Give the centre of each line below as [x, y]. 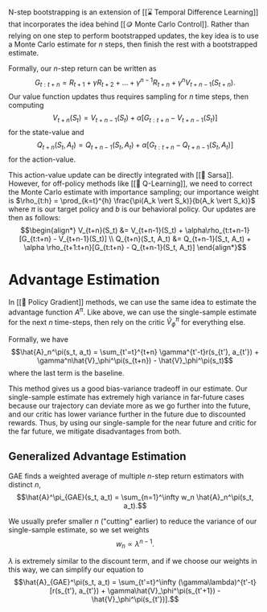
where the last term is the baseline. [66, 373]
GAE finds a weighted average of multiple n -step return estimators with [126, 476]
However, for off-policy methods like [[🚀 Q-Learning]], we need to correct [131, 183]
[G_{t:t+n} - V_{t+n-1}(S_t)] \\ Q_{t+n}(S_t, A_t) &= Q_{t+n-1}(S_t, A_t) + [135, 239]
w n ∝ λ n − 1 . [135, 544]
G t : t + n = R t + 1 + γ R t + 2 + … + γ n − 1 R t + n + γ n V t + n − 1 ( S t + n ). [135, 83]
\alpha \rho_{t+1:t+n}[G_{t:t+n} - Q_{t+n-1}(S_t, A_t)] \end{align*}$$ [135, 248]
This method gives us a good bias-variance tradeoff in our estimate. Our [128, 388]
